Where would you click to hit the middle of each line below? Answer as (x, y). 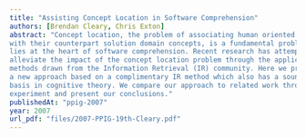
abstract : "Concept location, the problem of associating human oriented (153, 34)
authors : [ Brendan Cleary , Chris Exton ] (87, 26)
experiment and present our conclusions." (91, 94)
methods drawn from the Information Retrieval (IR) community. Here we (148, 69)
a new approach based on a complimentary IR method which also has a (144, 77)
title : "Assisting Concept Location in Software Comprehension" (134, 18)
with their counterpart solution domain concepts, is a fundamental (142, 43)
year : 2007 (30, 111)
